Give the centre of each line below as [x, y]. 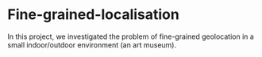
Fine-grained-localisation [93, 15]
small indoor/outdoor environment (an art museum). [92, 44]
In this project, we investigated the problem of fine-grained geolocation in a [131, 36]
